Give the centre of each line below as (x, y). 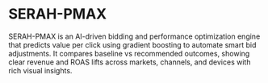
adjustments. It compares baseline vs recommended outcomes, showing (129, 53)
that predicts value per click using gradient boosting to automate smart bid (132, 44)
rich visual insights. (40, 70)
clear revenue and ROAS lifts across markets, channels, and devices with (130, 62)
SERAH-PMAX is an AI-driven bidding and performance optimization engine (134, 36)
